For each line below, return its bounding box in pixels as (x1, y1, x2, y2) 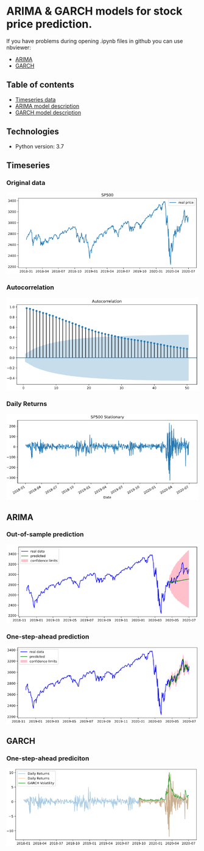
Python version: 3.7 (15, 142, 64, 150)
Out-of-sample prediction (6, 530, 84, 539)
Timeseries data (15, 96, 56, 103)
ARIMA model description (15, 102, 80, 110)
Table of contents (6, 80, 74, 90)
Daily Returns (6, 400, 47, 408)
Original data (6, 178, 46, 187)
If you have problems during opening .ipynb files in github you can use (6, 37, 183, 44)
